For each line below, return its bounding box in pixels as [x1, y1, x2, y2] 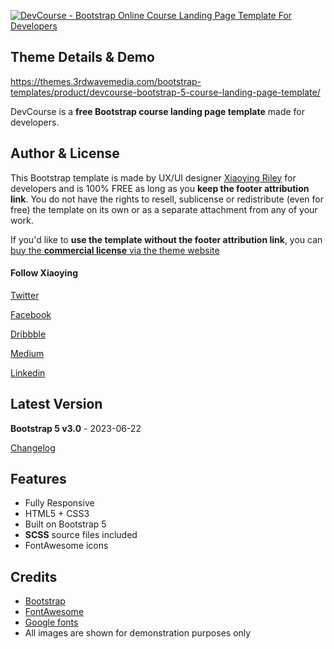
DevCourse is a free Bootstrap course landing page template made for [10, 105, 305, 117]
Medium [10, 347, 45, 359]
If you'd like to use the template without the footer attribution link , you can [10, 233, 323, 245]
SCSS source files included [24, 529, 138, 541]
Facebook [10, 308, 52, 320]
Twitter [10, 289, 40, 301]
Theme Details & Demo [10, 49, 155, 66]
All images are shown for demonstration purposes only [24, 627, 252, 639]
